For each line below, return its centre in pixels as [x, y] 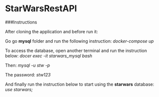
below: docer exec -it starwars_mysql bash [49, 56]
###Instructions [21, 22]
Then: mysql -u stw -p [28, 65]
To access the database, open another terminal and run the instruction [76, 50]
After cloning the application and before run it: [52, 31]
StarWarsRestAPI [41, 9]
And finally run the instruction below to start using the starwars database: [80, 84]
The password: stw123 [28, 74]
